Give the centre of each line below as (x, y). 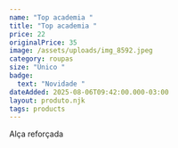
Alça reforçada (36, 134)
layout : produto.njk (48, 100)
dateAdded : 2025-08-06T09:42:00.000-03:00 (89, 92)
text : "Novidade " (52, 84)
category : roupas (41, 59)
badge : (21, 76)
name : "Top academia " (51, 17)
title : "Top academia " (53, 26)
